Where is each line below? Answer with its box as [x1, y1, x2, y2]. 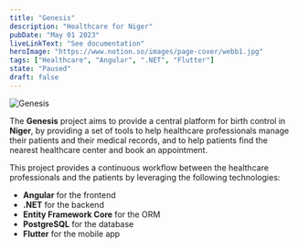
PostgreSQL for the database [22, 218, 134, 229]
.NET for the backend [22, 199, 105, 210]
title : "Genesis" [9, 13, 76, 23]
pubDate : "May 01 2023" [9, 30, 101, 39]
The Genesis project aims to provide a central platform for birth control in [9, 115, 286, 126]
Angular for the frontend [22, 189, 116, 201]
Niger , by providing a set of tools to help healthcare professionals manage [9, 125, 290, 136]
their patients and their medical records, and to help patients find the [9, 134, 268, 146]
